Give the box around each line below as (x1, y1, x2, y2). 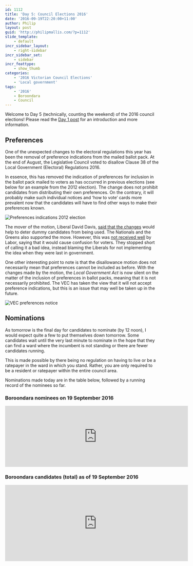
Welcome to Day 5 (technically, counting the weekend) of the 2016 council (5, 111, 154, 117)
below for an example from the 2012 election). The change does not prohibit (5, 184, 158, 190)
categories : (5, 71, 29, 76)
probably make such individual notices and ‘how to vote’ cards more (5, 194, 142, 200)
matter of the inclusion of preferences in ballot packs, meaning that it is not (5, 274, 156, 281)
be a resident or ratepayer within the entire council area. (5, 367, 118, 374)
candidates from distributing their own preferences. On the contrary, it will (5, 189, 154, 195)
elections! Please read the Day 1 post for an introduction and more (5, 117, 138, 123)
